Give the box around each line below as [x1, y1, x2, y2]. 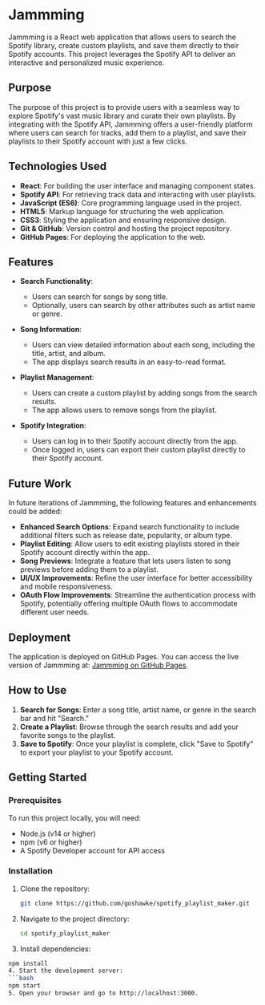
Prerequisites [8, 795, 62, 806]
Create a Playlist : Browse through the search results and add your [19, 722, 239, 731]
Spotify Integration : [19, 421, 86, 431]
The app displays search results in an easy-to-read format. [31, 357, 227, 367]
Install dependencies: [19, 944, 91, 954]
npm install [8, 959, 48, 967]
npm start [8, 982, 42, 990]
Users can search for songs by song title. [31, 292, 168, 302]
